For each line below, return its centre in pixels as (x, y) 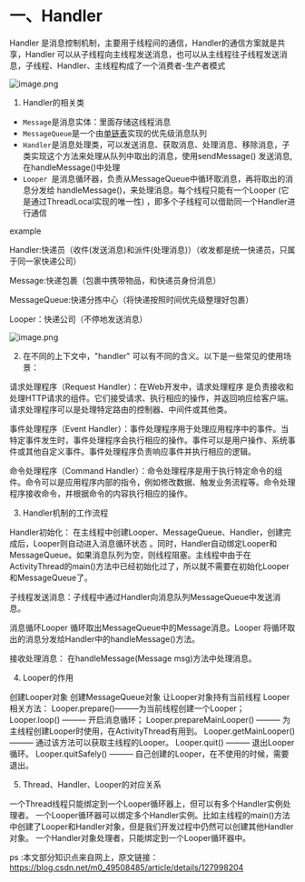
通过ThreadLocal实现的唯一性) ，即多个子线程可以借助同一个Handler (159, 201)
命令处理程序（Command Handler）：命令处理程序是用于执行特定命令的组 (146, 470)
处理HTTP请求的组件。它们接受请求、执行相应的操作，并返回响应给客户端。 (151, 397)
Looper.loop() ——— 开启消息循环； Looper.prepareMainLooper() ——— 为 (150, 719)
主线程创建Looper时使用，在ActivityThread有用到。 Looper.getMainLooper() (152, 731)
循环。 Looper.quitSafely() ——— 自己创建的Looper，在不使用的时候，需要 (149, 754)
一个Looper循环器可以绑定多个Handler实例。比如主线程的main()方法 (162, 815)
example (25, 231)
